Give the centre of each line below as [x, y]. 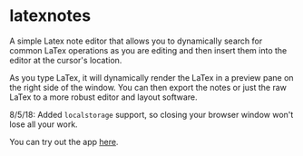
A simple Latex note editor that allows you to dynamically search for [136, 41]
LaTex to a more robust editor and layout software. [103, 97]
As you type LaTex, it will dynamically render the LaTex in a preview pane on [151, 77]
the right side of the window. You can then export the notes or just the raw [148, 87]
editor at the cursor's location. [66, 60]
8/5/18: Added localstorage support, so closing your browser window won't [151, 114]
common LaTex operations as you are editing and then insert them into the [148, 50]
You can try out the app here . [64, 141]
